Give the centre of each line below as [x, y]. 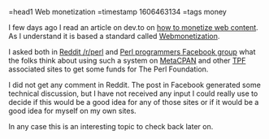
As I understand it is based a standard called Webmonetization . [114, 36]
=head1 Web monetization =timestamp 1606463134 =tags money [118, 12]
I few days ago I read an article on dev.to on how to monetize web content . [133, 27]
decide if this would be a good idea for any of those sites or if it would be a [134, 102]
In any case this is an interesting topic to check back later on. [111, 126]
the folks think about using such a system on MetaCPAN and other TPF [127, 61]
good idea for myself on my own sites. [72, 111]
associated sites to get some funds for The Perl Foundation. [108, 69]
